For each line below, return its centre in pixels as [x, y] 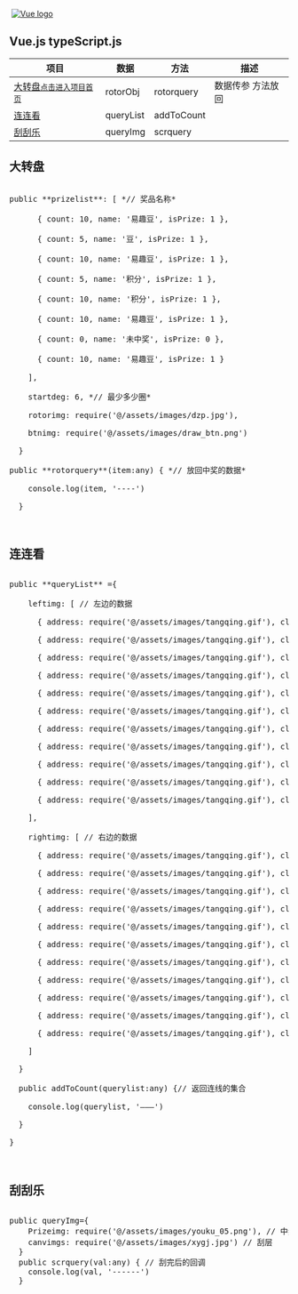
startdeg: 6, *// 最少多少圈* [90, 397]
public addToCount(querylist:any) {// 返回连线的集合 [132, 1089]
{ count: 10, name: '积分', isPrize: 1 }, [129, 299]
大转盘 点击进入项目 [50, 86]
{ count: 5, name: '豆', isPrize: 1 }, [123, 239]
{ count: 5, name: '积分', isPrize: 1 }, [127, 279]
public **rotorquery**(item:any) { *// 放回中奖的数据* [128, 470]
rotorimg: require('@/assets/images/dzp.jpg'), [133, 415]
